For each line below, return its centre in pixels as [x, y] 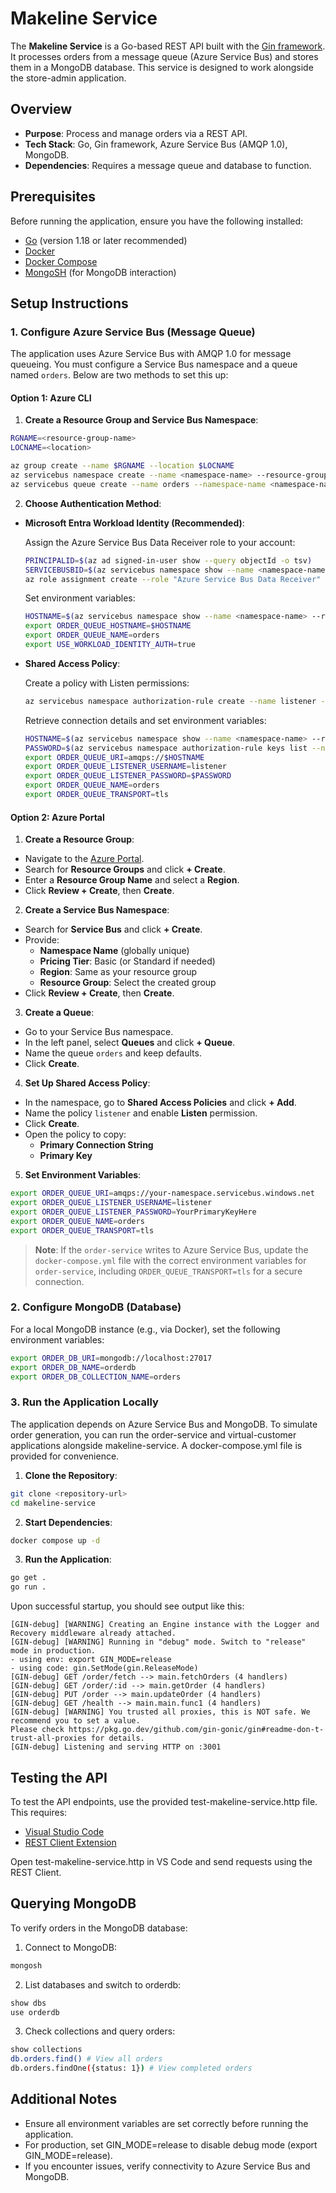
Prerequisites [53, 197]
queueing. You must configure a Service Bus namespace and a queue [154, 364]
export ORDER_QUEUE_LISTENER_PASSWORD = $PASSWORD [128, 776]
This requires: [39, 1812]
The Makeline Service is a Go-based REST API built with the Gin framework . [168, 46]
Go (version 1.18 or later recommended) [106, 240]
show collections [46, 2050]
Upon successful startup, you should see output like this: [127, 1606]
